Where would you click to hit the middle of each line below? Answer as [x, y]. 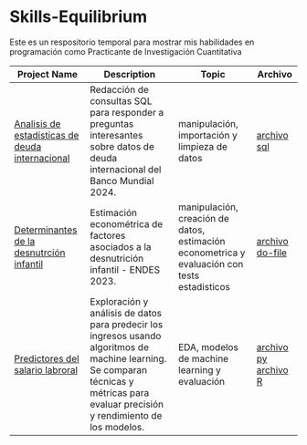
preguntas [112, 123]
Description [130, 74]
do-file [272, 253]
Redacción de [119, 89]
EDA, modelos [208, 347]
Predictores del [47, 358]
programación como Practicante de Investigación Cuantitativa [126, 51]
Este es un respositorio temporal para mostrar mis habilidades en [132, 42]
